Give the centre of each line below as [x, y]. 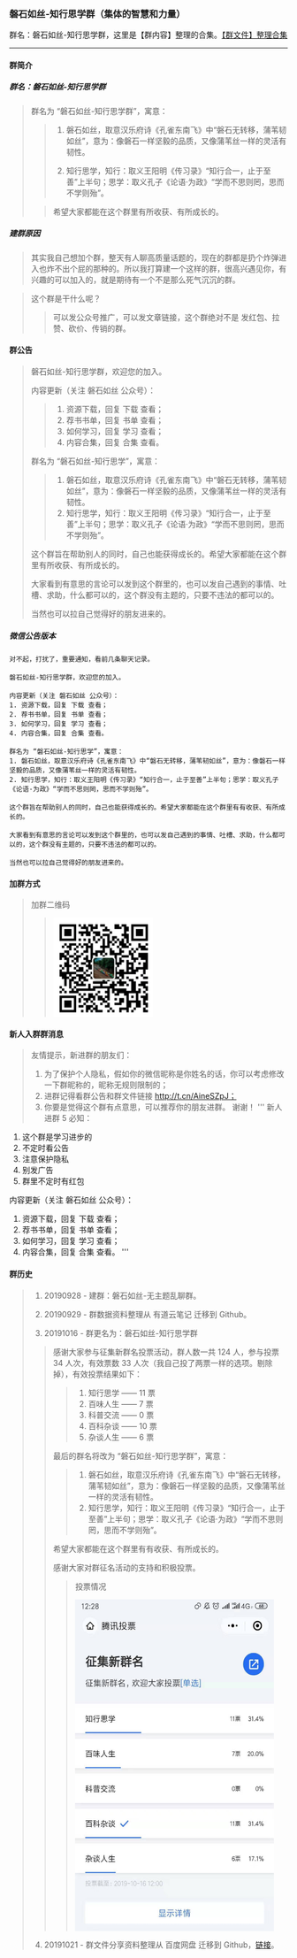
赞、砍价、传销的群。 [91, 328]
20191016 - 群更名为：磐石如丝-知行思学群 [121, 1332]
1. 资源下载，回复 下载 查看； [59, 705]
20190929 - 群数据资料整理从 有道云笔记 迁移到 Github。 [148, 1314]
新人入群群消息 [36, 1033]
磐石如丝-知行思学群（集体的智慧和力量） [97, 13]
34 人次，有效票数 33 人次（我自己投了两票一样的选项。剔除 [163, 1363]
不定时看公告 [45, 1148]
